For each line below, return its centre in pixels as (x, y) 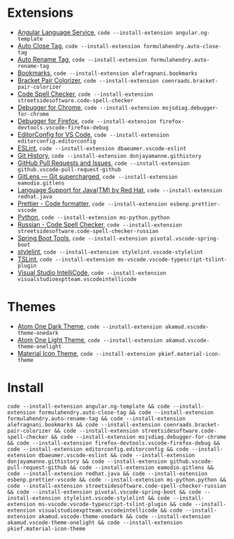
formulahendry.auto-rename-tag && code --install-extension (97, 418)
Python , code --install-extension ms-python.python (93, 217)
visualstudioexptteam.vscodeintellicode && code (110, 510)
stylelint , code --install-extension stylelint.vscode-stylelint (110, 251)
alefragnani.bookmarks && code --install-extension (84, 424)
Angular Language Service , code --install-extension (95, 32)
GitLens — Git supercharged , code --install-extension (97, 176)
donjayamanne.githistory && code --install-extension (87, 461)
